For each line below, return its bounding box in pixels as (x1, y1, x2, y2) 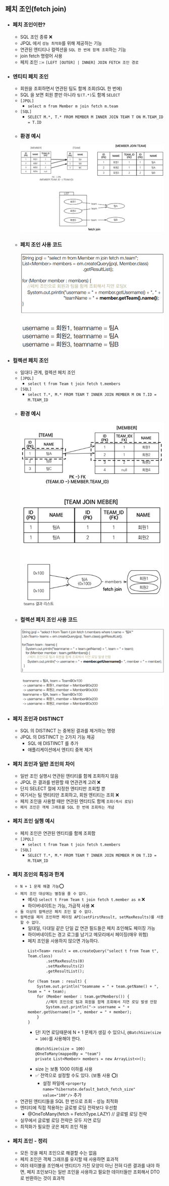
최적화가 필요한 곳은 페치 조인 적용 (20, 1123, 88, 1129)
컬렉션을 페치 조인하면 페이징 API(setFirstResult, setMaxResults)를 (20, 915, 155, 920)
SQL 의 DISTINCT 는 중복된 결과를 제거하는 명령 (20, 728, 116, 734)
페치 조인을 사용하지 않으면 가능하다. (27, 937, 99, 943)
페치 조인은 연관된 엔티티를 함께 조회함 (20, 830, 96, 836)
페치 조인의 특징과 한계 (12, 871, 64, 878)
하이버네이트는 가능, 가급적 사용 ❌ (27, 902, 95, 908)
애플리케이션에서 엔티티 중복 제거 (27, 746, 93, 753)
